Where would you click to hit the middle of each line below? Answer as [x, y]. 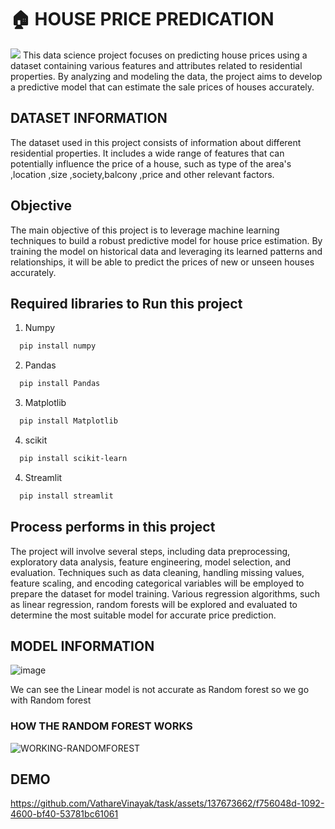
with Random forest [51, 700]
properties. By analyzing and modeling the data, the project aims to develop [166, 76]
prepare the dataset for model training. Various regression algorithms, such [165, 593]
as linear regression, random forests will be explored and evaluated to [154, 604]
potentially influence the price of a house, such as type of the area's [151, 163]
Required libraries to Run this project [126, 303]
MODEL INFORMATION [82, 646]
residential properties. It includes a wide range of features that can [147, 153]
